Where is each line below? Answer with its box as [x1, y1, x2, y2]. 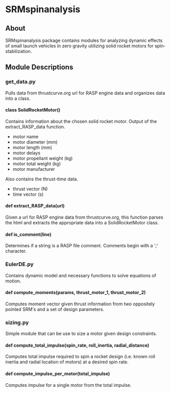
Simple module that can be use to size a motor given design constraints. [5, 330, 157, 337]
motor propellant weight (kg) [12, 155, 73, 161]
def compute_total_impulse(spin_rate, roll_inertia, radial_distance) [5, 342, 150, 348]
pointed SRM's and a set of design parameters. [5, 306, 105, 312]
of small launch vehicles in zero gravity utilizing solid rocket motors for [5, 43, 154, 49]
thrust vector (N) [12, 186, 48, 192]
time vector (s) [12, 191, 44, 197]
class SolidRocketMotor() [5, 107, 60, 113]
